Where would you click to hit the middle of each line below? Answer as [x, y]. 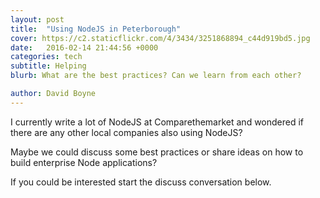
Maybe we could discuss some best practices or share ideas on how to [157, 152]
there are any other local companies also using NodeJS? [126, 132]
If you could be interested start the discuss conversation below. [141, 182]
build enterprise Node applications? [84, 162]
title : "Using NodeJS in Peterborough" [96, 29]
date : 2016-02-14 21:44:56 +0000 [84, 47]
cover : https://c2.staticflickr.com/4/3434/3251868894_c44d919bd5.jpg [160, 38]
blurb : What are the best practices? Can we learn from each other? [156, 76]
